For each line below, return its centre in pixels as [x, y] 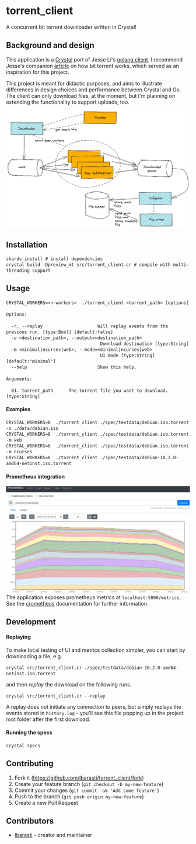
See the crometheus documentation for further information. [77, 604]
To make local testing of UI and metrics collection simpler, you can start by [96, 650]
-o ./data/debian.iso [32, 428]
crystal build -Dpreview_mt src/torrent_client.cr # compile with [88, 265]
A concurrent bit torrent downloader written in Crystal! [71, 27]
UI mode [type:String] [128, 356]
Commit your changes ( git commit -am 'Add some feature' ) [87, 790]
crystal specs [23, 746]
